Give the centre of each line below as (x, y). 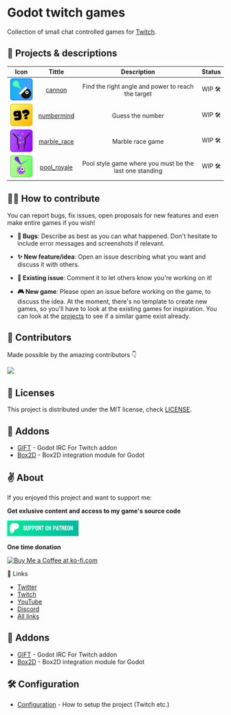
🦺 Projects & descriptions (62, 53)
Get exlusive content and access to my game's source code (94, 511)
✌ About (25, 477)
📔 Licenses (31, 393)
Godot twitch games (66, 13)
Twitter (27, 587)
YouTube (30, 601)
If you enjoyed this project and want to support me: (80, 498)
